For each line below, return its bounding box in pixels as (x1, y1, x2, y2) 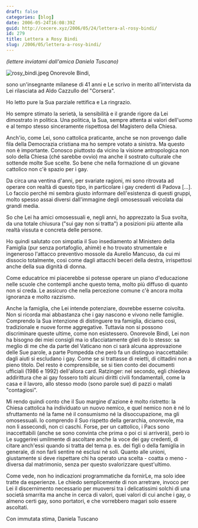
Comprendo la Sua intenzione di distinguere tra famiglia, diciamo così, (6, 317, 177, 324)
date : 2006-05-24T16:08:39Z (6, 20, 76, 25)
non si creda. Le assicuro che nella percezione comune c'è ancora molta (6, 286, 183, 294)
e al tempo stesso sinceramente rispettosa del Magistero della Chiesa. (6, 123, 177, 130)
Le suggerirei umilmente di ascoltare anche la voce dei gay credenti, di (6, 436, 178, 443)
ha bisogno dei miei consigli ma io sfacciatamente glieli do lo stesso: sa (6, 336, 180, 343)
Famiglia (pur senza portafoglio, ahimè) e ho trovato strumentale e (6, 244, 167, 251)
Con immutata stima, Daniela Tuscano (6, 515, 99, 522)
